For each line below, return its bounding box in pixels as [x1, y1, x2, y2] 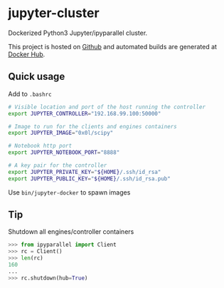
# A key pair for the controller [8, 162, 107, 169]
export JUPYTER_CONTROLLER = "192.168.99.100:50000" [8, 110, 161, 117]
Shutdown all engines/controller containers [8, 227, 134, 236]
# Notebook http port [8, 143, 73, 150]
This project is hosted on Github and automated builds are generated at [8, 42, 218, 51]
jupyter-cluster [8, 5, 100, 21]
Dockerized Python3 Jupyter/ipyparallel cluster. [8, 29, 148, 37]
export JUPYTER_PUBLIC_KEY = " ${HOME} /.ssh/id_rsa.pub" [8, 175, 171, 182]
